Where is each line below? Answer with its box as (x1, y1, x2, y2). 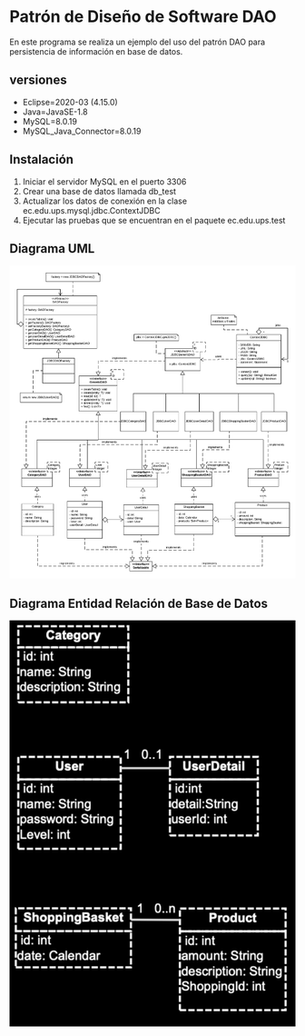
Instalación (9, 152, 74, 167)
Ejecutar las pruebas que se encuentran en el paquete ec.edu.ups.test (22, 214, 286, 225)
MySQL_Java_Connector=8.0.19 (22, 125, 142, 136)
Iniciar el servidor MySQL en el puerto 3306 (22, 175, 187, 187)
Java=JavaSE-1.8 (22, 106, 88, 117)
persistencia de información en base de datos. (9, 45, 183, 56)
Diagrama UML (9, 241, 95, 256)
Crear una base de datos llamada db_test (22, 185, 177, 196)
